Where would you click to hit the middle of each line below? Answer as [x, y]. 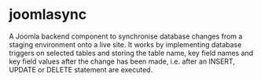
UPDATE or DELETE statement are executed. [81, 69]
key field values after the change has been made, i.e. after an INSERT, [122, 61]
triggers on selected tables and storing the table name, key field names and [131, 53]
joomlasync [48, 15]
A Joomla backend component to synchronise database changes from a [126, 36]
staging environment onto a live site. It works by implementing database [125, 44]
